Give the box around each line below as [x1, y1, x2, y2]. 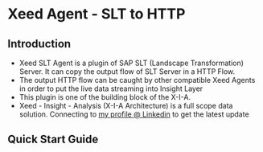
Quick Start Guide [7, 133, 99, 146]
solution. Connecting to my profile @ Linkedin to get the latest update [18, 109, 250, 119]
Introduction [7, 37, 72, 51]
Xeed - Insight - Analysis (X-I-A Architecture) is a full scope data [18, 101, 233, 110]
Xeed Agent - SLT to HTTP [7, 5, 186, 23]
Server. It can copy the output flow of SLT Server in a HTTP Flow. [18, 67, 236, 76]
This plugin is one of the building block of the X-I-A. [18, 92, 191, 101]
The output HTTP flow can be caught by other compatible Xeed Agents [18, 76, 256, 84]
